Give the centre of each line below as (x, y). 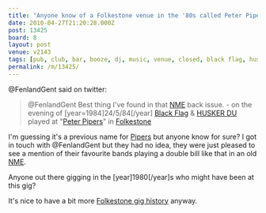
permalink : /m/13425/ (44, 67)
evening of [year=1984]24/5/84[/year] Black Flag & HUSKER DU (132, 113)
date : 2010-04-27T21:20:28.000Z (61, 23)
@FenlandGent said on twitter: (58, 89)
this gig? (22, 185)
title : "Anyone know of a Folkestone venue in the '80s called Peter (125, 15)
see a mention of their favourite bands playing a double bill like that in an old (133, 153)
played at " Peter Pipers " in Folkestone (89, 121)
